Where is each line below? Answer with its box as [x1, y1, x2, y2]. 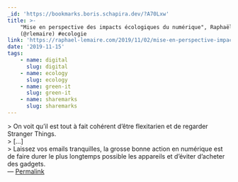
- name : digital [20, 57, 69, 64]
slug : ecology [25, 76, 69, 84]
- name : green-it [20, 83, 72, 90]
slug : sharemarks [25, 103, 78, 110]
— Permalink [7, 167, 45, 176]
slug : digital [25, 63, 69, 70]
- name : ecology [20, 69, 69, 76]
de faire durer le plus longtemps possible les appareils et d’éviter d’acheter [7, 152, 225, 160]
